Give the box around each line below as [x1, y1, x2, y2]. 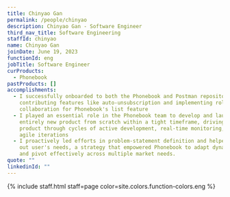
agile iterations [19, 131, 69, 138]
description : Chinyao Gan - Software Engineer [7, 23, 142, 30]
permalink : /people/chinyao [7, 16, 88, 23]
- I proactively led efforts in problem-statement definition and [13, 138, 207, 145]
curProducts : [7, 67, 44, 74]
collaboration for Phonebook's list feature [19, 106, 149, 113]
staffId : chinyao [7, 36, 57, 43]
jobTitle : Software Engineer [7, 61, 90, 68]
